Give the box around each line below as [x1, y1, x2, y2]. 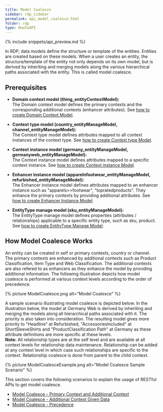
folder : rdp [5, 21, 29, 26]
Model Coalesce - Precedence [12, 401, 74, 407]
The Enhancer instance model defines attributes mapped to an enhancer [12, 182, 159, 188]
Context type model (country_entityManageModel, [12, 121, 118, 127]
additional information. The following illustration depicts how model [5, 270, 140, 277]
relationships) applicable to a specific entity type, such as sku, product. [12, 218, 156, 223]
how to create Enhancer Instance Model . [12, 197, 94, 203]
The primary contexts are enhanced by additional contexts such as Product [5, 255, 157, 261]
